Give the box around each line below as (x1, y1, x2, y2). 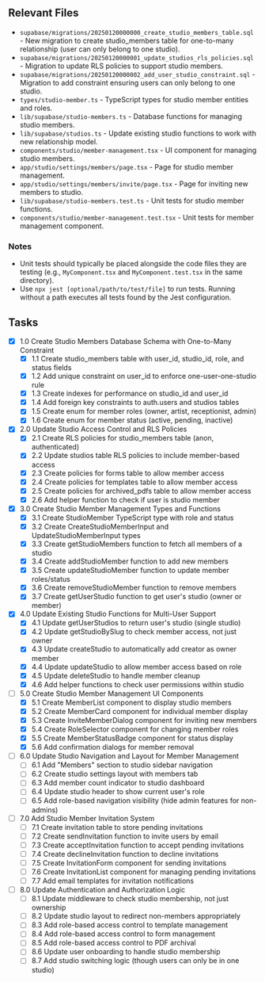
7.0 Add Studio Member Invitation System (19, 813, 155, 823)
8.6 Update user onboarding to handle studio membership (31, 947, 221, 957)
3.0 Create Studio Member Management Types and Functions (19, 503, 221, 514)
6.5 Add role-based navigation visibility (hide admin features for (31, 796, 240, 805)
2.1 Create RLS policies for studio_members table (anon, (31, 434, 214, 443)
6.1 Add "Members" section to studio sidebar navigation (31, 760, 214, 770)
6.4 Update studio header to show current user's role (31, 787, 206, 797)
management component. (19, 221, 104, 231)
